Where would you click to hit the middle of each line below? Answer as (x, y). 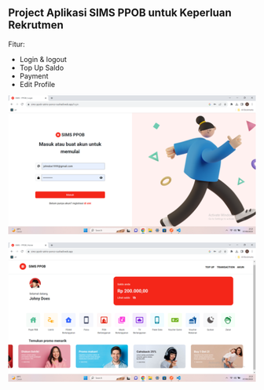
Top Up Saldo (42, 67)
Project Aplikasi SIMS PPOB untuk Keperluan (120, 13)
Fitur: (16, 44)
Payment (34, 76)
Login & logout (43, 59)
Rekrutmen (36, 26)
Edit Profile (37, 84)
